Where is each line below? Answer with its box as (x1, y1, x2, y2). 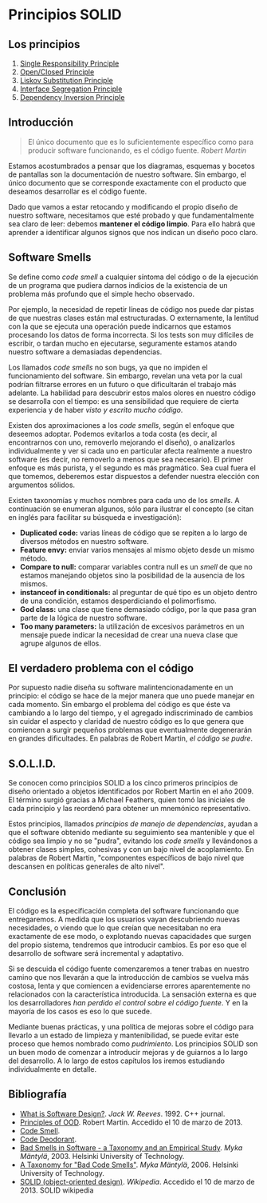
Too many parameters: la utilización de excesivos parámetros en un (19, 621, 245, 631)
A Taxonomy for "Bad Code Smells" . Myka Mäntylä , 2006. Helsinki (19, 1160, 239, 1169)
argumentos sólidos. (8, 480, 76, 490)
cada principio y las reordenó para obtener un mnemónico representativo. (8, 804, 251, 813)
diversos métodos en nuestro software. (19, 536, 149, 546)
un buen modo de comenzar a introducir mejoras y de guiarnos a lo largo (8, 1048, 249, 1057)
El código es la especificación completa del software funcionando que (8, 906, 239, 916)
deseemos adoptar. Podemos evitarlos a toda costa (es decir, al (8, 429, 218, 438)
